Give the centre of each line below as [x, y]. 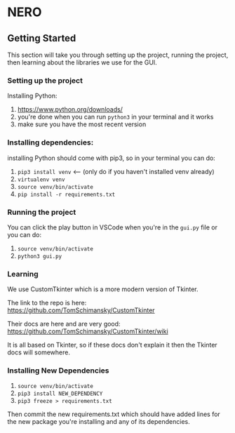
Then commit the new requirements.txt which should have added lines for [114, 414]
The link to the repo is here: [47, 303]
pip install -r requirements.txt [66, 194]
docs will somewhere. [39, 352]
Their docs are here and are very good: [64, 324]
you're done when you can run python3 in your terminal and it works [115, 117]
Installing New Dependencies [58, 371]
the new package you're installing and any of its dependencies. [99, 422]
